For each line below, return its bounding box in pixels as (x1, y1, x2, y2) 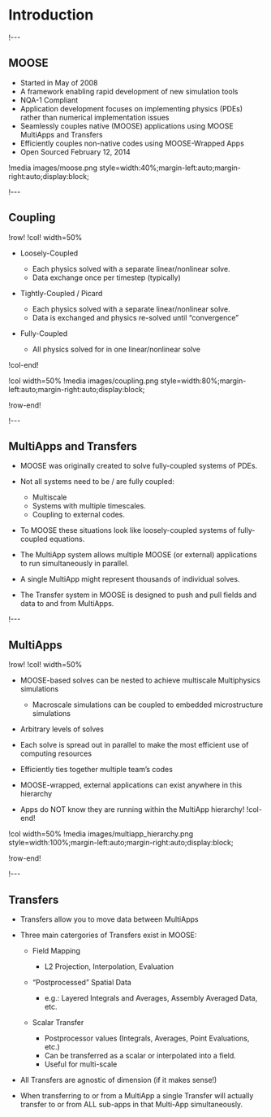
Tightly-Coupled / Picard (19, 288, 103, 298)
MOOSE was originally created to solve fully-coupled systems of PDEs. (19, 461, 258, 471)
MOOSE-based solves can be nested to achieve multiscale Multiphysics (19, 675, 261, 685)
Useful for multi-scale (44, 1059, 118, 1069)
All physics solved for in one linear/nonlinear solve (32, 344, 201, 354)
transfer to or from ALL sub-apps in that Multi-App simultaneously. (19, 1100, 243, 1109)
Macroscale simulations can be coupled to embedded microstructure (32, 700, 264, 709)
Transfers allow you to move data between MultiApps (19, 914, 199, 924)
